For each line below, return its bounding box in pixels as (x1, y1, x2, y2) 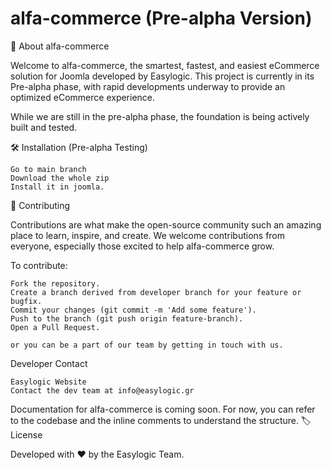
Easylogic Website (10, 377, 87, 387)
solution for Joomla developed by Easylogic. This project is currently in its (10, 70, 315, 82)
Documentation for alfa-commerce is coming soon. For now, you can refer (10, 403, 316, 415)
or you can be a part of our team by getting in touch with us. (10, 340, 284, 350)
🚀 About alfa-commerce (10, 40, 110, 52)
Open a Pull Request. (10, 322, 101, 332)
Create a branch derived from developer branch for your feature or (10, 287, 302, 297)
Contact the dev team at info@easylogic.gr (10, 385, 195, 396)
